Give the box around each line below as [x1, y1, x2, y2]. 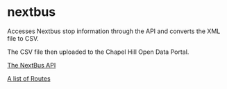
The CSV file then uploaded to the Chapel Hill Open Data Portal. [7, 48, 190, 56]
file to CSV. [7, 34, 40, 42]
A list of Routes [7, 74, 51, 83]
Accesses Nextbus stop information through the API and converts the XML [7, 27, 221, 35]
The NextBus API [7, 61, 56, 69]
